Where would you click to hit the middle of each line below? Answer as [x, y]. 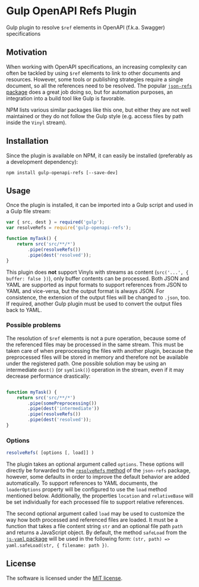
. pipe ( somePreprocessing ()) [62, 403]
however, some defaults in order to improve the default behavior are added [98, 477]
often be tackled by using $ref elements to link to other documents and [93, 73]
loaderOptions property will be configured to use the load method [87, 490]
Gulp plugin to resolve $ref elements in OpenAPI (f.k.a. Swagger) [86, 27]
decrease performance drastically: [48, 376]
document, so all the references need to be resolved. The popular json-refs [99, 86]
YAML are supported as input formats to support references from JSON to [97, 285]
